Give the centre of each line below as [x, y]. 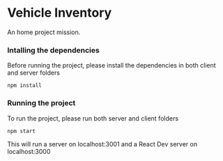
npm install [24, 86]
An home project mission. [44, 32]
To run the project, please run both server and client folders [93, 118]
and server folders [34, 73]
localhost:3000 [29, 151]
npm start [22, 131]
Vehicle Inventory [60, 13]
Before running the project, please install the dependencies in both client [111, 66]
